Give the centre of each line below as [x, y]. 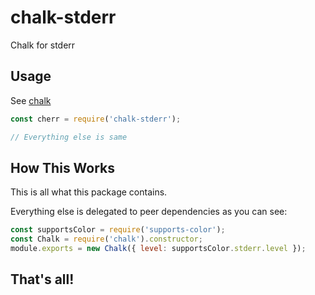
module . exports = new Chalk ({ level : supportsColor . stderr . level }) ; [158, 249]
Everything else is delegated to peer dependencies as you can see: [149, 212]
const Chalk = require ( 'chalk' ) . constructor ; [106, 239]
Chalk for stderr [43, 45]
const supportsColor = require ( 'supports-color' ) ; [118, 230]
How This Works [63, 167]
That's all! [42, 279]
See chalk [31, 100]
